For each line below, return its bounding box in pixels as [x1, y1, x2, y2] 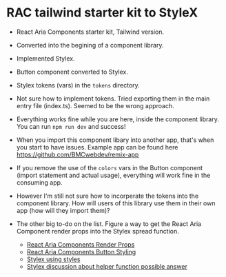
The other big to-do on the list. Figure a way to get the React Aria [16, 219, 201, 228]
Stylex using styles [26, 255, 81, 263]
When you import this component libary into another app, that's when [16, 136, 214, 144]
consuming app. [16, 178, 63, 187]
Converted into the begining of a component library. [16, 41, 164, 49]
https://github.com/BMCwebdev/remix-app [16, 150, 139, 158]
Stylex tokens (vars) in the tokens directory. [16, 81, 141, 89]
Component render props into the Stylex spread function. [16, 227, 180, 235]
